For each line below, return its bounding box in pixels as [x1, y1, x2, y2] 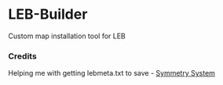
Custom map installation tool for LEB [8, 31, 126, 41]
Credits [8, 51, 37, 62]
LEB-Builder [8, 5, 88, 23]
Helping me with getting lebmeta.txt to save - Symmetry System [8, 69, 216, 78]
